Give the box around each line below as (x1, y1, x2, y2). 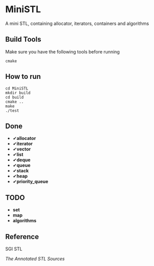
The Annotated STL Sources (5, 256, 65, 261)
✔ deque (12, 157, 31, 163)
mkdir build (5, 90, 31, 95)
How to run (5, 72, 41, 81)
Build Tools (5, 35, 42, 44)
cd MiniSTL (5, 85, 29, 91)
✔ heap (12, 173, 28, 179)
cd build (5, 95, 24, 100)
